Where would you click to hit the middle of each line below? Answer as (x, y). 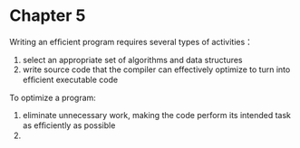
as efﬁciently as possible (69, 125)
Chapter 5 (48, 16)
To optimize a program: (53, 97)
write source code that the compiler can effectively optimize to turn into (156, 69)
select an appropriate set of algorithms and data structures (132, 60)
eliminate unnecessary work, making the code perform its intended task (157, 115)
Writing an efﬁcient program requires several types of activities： (131, 42)
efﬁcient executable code (70, 79)
